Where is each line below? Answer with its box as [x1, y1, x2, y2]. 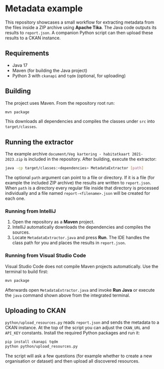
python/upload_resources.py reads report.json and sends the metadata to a [5, 319, 160, 325]
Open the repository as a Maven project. [12, 219, 95, 225]
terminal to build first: [5, 269, 48, 275]
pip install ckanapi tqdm [5, 339, 58, 344]
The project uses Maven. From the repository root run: [5, 100, 115, 106]
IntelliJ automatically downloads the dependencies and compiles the [12, 224, 151, 230]
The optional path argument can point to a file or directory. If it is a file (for [5, 175, 155, 181]
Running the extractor [5, 138, 74, 146]
